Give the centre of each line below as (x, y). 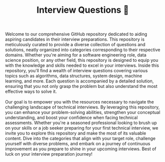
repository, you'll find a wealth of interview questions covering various (76, 70)
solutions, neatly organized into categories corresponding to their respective (83, 50)
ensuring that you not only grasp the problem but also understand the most (81, 86)
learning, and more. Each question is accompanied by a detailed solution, (80, 81)
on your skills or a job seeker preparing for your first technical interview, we (82, 128)
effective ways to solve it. (31, 91)
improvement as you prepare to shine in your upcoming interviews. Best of (81, 149)
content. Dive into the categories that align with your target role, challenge (81, 138)
